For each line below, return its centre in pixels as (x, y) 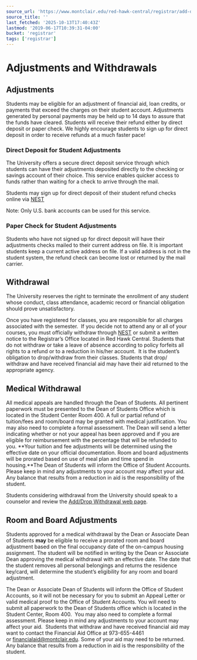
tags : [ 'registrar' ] (31, 39)
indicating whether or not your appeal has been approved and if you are (93, 434)
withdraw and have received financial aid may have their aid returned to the (97, 364)
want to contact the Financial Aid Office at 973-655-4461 (75, 633)
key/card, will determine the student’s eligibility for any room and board (92, 572)
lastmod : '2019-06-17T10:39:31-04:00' (53, 28)
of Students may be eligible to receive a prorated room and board (85, 541)
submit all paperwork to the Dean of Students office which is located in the (96, 608)
